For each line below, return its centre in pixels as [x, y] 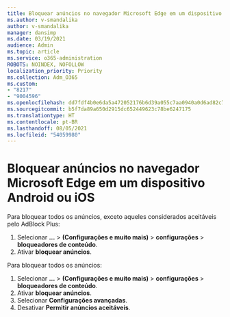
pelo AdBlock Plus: [34, 224]
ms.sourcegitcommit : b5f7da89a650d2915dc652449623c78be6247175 [99, 109]
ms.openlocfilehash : [37, 103]
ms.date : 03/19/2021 [37, 39]
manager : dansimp [32, 33]
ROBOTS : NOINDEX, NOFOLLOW [46, 64]
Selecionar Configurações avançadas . [72, 301]
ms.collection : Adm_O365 [42, 77]
